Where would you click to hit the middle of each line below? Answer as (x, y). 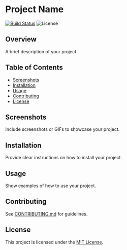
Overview (21, 39)
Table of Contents (34, 68)
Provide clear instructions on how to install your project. (64, 158)
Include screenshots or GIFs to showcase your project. (62, 129)
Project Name (35, 9)
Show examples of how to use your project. (51, 186)
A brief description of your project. (41, 51)
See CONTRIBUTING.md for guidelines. (46, 213)
